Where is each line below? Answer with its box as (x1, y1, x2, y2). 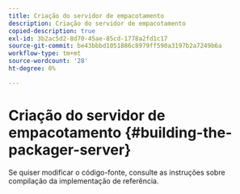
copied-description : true (8, 27, 95, 35)
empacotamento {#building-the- (8, 123, 233, 141)
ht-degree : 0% (8, 65, 57, 73)
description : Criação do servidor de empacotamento (8, 19, 186, 27)
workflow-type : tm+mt (8, 49, 82, 57)
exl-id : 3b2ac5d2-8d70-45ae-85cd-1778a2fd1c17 (8, 34, 168, 43)
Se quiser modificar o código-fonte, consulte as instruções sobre (8, 167, 225, 177)
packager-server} (8, 141, 132, 158)
